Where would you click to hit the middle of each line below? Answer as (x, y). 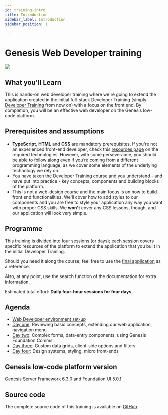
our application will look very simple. (50, 213)
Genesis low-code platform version (61, 367)
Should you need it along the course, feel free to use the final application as (83, 261)
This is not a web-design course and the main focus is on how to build (85, 192)
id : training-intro (25, 10)
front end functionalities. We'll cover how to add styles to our (75, 197)
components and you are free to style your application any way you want (87, 202)
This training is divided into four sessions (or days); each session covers (80, 241)
